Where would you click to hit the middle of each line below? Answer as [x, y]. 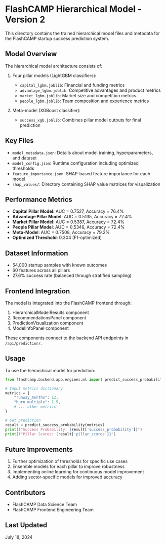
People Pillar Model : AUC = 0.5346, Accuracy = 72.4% [68, 227]
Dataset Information [37, 253]
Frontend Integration [38, 291]
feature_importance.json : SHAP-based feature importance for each [81, 173]
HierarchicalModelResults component [51, 312]
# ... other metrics [35, 407]
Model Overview [31, 54]
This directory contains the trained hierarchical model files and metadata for [83, 33]
